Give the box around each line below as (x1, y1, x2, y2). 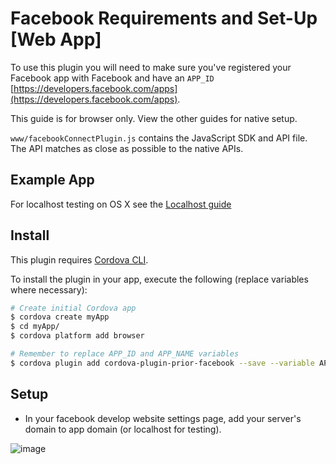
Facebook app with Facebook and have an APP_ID (10, 72, 215, 84)
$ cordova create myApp (10, 312, 110, 322)
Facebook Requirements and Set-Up (10, 7, 318, 30)
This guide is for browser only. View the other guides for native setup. (10, 112, 298, 124)
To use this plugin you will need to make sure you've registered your (10, 61, 292, 73)
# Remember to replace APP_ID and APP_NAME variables (10, 349, 240, 359)
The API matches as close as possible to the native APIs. (10, 142, 244, 154)
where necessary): (10, 283, 88, 296)
